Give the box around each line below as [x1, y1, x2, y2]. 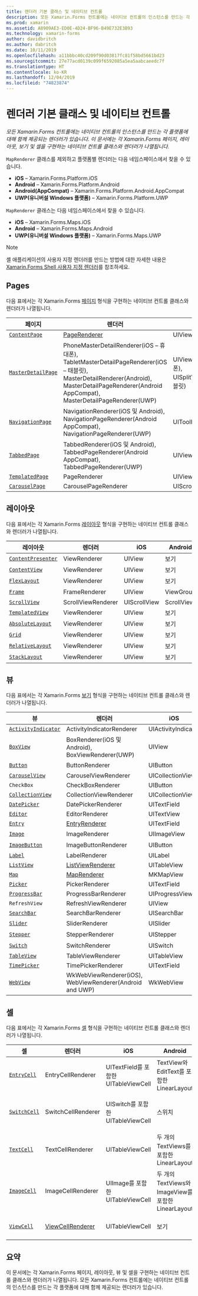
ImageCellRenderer [45, 1187, 99, 1195]
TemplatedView [9, 609, 49, 615]
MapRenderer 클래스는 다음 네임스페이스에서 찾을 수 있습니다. [6, 206, 146, 213]
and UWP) [66, 986, 95, 994]
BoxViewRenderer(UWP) [66, 751, 135, 759]
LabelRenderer [66, 851, 107, 860]
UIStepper [148, 931, 177, 939]
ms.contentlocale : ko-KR [6, 69, 67, 75]
